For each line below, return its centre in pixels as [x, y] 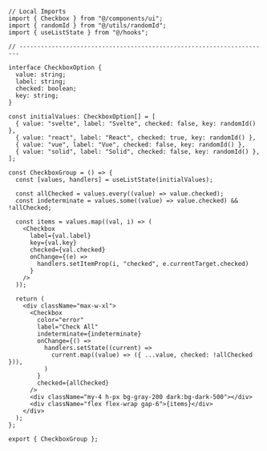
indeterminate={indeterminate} [89, 334]
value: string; [41, 74]
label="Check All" [68, 327]
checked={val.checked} [67, 250]
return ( [30, 299]
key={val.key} [53, 243]
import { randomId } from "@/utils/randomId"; [87, 26]
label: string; [41, 82]
